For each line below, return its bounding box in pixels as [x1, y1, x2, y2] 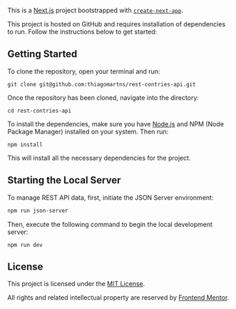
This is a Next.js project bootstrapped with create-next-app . [7, 6, 184, 14]
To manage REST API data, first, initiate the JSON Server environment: [7, 193, 214, 202]
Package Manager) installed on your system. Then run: [7, 127, 169, 136]
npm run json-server [7, 207, 69, 214]
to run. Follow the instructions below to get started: [7, 28, 158, 36]
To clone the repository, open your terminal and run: [7, 67, 160, 76]
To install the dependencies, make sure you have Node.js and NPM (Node [7, 119, 225, 128]
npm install [7, 141, 43, 148]
